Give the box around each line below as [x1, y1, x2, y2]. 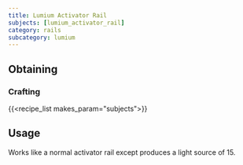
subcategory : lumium [8, 33, 76, 42]
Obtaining [8, 62, 58, 75]
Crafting [8, 86, 41, 97]
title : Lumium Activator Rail [8, 11, 108, 20]
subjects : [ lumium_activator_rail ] [8, 19, 125, 27]
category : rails [8, 26, 61, 34]
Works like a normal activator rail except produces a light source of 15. [8, 147, 236, 157]
